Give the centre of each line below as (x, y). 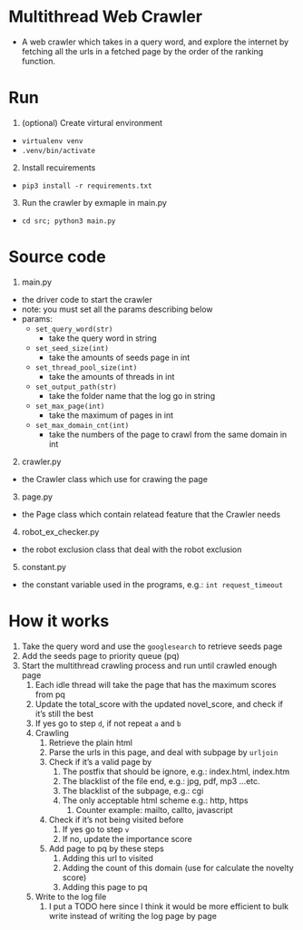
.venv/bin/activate (59, 150)
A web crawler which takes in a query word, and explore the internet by (155, 42)
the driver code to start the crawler (87, 299)
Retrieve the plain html (91, 742)
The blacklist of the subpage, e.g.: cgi (133, 790)
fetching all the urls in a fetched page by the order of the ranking (142, 51)
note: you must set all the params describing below (117, 309)
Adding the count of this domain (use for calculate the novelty (178, 867)
